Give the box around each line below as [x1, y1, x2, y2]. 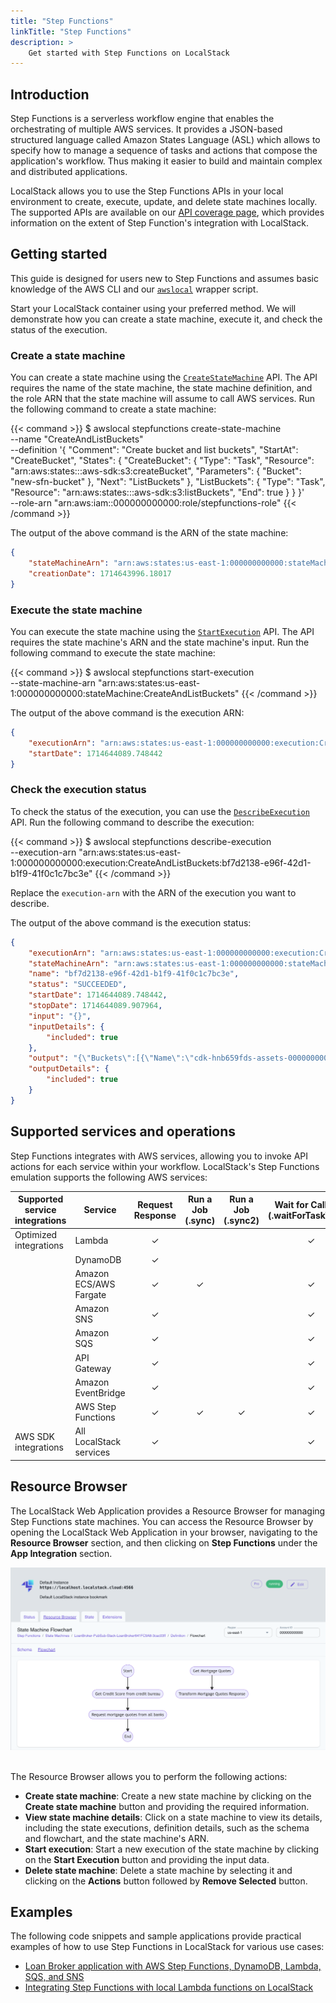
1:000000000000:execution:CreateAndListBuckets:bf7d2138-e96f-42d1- [10, 856, 312, 869]
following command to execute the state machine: [10, 646, 216, 659]
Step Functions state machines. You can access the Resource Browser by [10, 1515, 314, 1527]
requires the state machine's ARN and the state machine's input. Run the [10, 636, 310, 648]
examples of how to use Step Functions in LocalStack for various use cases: [10, 1941, 325, 1953]
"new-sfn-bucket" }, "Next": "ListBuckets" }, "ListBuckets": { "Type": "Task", [10, 476, 326, 488]
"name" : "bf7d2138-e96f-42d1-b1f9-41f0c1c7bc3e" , [28, 969, 240, 979]
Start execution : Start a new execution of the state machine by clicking [24, 1843, 320, 1855]
